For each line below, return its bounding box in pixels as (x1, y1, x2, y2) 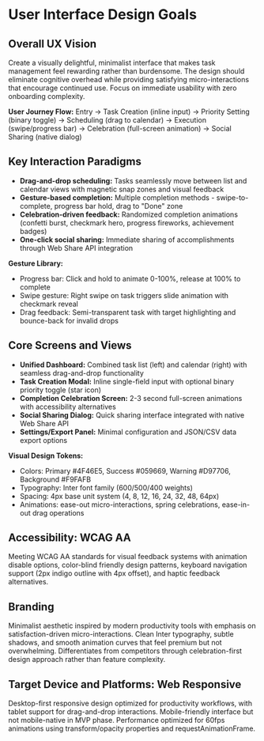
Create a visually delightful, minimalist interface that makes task (8, 58, 216, 67)
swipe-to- (216, 192, 249, 202)
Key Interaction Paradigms (8, 155, 142, 168)
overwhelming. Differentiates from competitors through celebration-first (8, 646, 243, 656)
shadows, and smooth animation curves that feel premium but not (8, 638, 223, 648)
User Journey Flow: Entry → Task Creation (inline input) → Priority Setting (8, 107, 251, 116)
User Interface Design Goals (8, 6, 198, 24)
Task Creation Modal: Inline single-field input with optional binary (19, 376, 235, 386)
